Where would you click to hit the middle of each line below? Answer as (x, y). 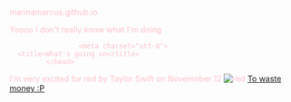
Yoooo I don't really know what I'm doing (86, 29)
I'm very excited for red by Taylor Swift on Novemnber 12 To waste (145, 79)
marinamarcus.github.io (53, 12)
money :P (27, 88)
